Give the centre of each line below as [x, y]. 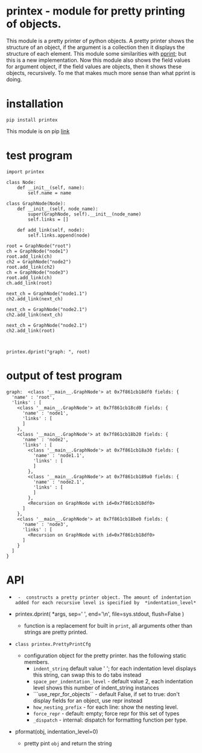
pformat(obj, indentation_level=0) [56, 731]
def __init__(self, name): [51, 188]
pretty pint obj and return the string [68, 743]
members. [36, 662]
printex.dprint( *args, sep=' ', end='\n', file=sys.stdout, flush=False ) [99, 614]
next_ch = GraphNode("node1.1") [47, 294]
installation [35, 104]
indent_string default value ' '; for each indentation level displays [115, 668]
